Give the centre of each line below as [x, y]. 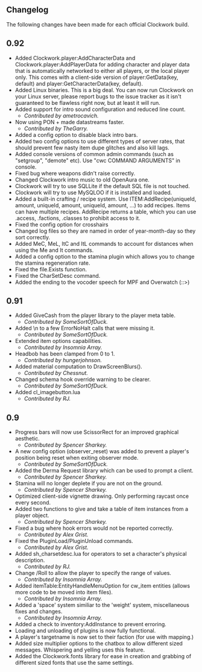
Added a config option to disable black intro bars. [76, 134]
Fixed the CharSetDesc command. [58, 275]
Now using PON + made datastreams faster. [70, 122]
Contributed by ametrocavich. [61, 115]
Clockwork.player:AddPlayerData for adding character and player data [102, 64]
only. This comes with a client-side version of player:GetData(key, [97, 77]
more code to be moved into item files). [64, 592]
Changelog [27, 10]
